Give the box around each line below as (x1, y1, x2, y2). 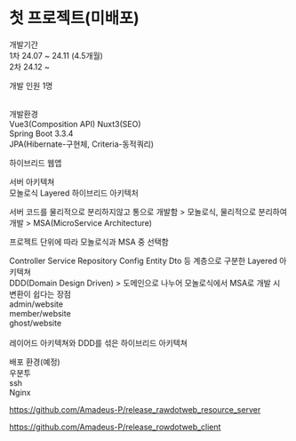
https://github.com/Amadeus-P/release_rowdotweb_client (9, 421, 221, 432)
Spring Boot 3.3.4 (9, 128, 74, 139)
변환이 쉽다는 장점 (9, 288, 71, 299)
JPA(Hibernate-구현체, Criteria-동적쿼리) (9, 139, 154, 149)
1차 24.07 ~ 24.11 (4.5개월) (9, 50, 104, 60)
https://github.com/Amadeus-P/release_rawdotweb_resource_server (9, 404, 261, 414)
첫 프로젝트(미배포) (9, 8, 140, 28)
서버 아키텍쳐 (9, 176, 55, 187)
